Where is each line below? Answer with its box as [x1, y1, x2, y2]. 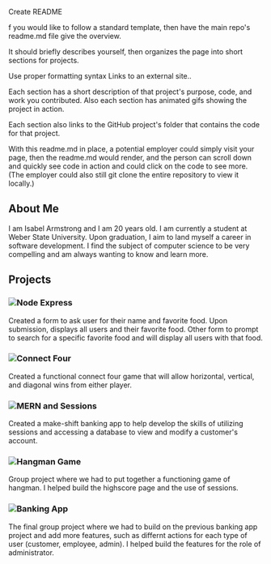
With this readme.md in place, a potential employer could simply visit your [8, 144, 255, 153]
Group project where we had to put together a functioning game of [8, 474, 231, 485]
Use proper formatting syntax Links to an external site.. [8, 71, 192, 80]
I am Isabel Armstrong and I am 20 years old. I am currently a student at [8, 223, 248, 233]
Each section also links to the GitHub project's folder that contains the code [8, 120, 260, 129]
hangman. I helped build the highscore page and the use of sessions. [8, 483, 239, 493]
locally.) [8, 178, 35, 188]
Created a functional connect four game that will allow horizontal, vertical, [8, 371, 255, 381]
